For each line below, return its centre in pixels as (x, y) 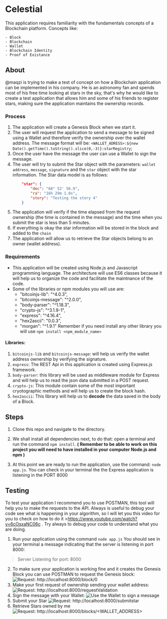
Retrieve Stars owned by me (41, 606)
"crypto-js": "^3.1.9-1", (43, 310)
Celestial (24, 9)
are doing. (16, 529)
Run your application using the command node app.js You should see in (86, 539)
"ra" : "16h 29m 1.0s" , (54, 193)
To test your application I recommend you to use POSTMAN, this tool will (80, 503)
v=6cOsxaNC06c (23, 524)
